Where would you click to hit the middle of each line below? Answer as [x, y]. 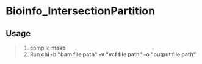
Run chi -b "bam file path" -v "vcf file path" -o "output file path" [113, 54]
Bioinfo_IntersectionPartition [81, 11]
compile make [48, 48]
